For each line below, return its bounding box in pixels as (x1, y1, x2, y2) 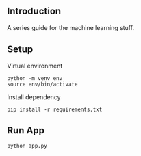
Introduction (7, 5, 62, 17)
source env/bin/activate (7, 81, 78, 88)
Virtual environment (7, 62, 63, 70)
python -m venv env (7, 75, 63, 81)
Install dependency (7, 92, 61, 101)
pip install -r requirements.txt (7, 106, 103, 113)
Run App (7, 125, 45, 136)
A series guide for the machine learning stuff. (7, 23, 135, 31)
